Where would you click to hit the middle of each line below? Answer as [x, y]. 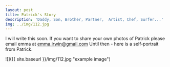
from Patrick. [19, 49]
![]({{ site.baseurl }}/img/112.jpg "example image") [58, 59]
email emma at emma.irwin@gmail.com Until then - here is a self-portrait [82, 44]
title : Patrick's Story [31, 15]
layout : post [19, 10]
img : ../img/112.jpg [27, 24]
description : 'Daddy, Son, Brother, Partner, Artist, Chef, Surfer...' [84, 19]
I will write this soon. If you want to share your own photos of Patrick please [85, 39]
